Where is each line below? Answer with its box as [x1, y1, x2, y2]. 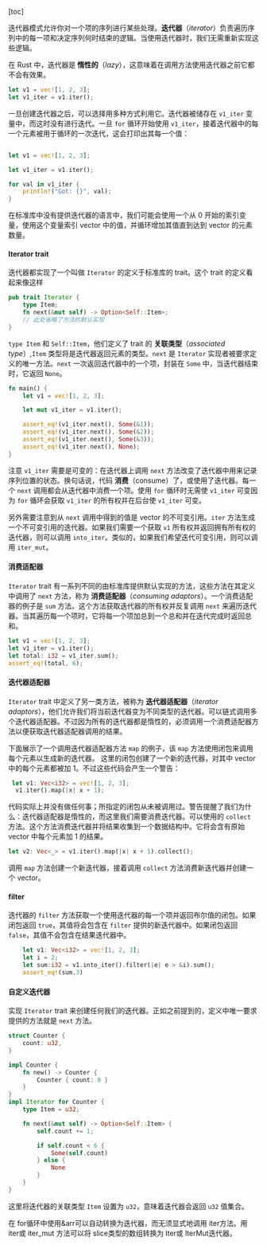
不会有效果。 [8, 70, 50, 79]
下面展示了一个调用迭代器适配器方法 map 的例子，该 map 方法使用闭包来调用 [8, 743, 253, 753]
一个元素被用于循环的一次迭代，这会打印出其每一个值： [8, 128, 189, 138]
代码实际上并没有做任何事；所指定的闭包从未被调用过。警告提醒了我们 [8, 802, 238, 812]
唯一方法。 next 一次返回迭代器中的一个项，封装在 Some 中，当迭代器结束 [21, 358, 259, 368]
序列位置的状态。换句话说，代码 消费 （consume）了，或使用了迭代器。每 [8, 476, 250, 485]
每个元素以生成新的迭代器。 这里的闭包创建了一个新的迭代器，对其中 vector [8, 753, 256, 763]
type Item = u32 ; [22, 1106, 80, 1114]
